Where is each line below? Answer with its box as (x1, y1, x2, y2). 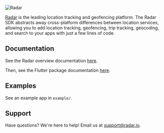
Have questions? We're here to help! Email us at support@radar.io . (5, 122, 141, 129)
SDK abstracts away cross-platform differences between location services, (5, 20, 159, 25)
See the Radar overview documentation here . (5, 58, 98, 64)
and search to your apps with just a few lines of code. (5, 30, 115, 36)
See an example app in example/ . (5, 95, 72, 101)
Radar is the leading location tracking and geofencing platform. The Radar (5, 14, 157, 20)
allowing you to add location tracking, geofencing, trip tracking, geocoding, (5, 25, 159, 31)
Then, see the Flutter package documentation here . (5, 67, 111, 73)
